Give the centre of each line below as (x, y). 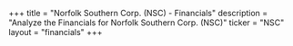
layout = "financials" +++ (56, 32)
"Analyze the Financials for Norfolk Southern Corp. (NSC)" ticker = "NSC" (146, 23)
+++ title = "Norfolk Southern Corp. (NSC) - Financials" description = (138, 13)
